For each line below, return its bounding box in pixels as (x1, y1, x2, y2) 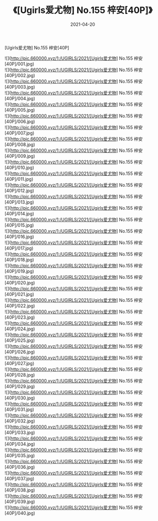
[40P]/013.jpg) (4, 199, 34, 205)
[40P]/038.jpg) (4, 487, 35, 493)
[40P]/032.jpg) (4, 418, 35, 424)
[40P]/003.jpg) (4, 84, 35, 90)
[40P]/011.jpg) (4, 176, 33, 182)
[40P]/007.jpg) (4, 130, 35, 136)
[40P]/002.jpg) (4, 72, 35, 78)
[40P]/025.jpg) (4, 337, 35, 343)
